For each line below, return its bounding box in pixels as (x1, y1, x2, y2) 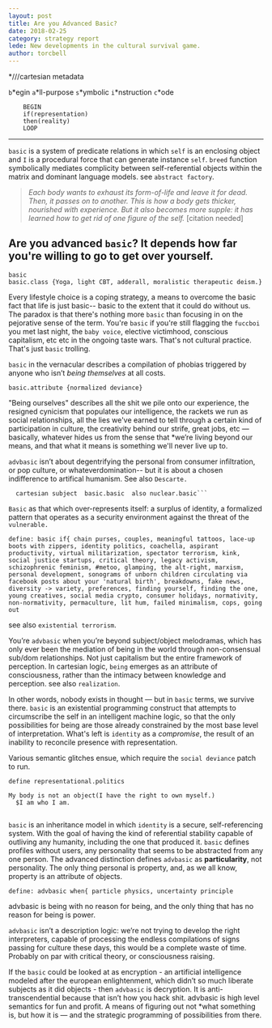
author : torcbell (8, 49, 67, 57)
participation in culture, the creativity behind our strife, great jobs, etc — (8, 423, 249, 433)
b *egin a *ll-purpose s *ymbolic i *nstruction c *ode (8, 87, 174, 97)
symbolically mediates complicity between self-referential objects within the (8, 164, 262, 172)
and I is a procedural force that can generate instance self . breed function (8, 155, 257, 164)
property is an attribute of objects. (8, 871, 123, 881)
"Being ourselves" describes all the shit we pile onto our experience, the (8, 397, 249, 407)
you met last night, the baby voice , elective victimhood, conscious (8, 326, 228, 336)
